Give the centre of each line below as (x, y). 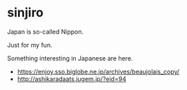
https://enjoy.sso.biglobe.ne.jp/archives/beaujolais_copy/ (98, 71)
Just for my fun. (30, 45)
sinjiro (25, 13)
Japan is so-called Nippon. (46, 32)
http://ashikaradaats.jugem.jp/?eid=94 (71, 79)
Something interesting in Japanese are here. (70, 58)
